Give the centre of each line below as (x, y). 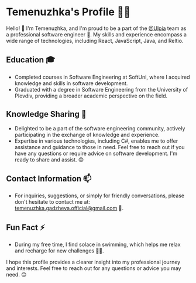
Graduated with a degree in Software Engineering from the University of (101, 89)
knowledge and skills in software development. (71, 83)
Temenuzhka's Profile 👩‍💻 (68, 12)
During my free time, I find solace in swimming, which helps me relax (97, 245)
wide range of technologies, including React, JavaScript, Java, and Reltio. (95, 41)
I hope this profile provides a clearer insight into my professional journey (93, 262)
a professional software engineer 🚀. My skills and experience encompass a (97, 34)
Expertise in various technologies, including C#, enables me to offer (96, 141)
